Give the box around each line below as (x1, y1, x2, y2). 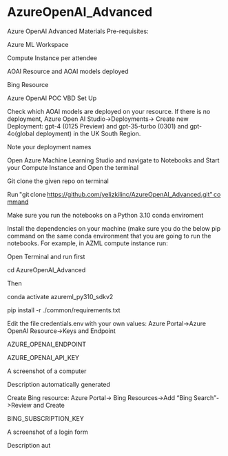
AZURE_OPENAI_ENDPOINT (7, 340, 87, 348)
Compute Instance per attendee (7, 53, 98, 62)
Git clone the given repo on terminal (7, 177, 109, 185)
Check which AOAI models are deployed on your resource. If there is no (7, 107, 211, 115)
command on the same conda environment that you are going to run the (7, 231, 211, 240)
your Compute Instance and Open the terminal (7, 163, 139, 171)
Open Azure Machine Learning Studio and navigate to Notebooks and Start (7, 156, 220, 164)
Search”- (194, 393, 219, 401)
